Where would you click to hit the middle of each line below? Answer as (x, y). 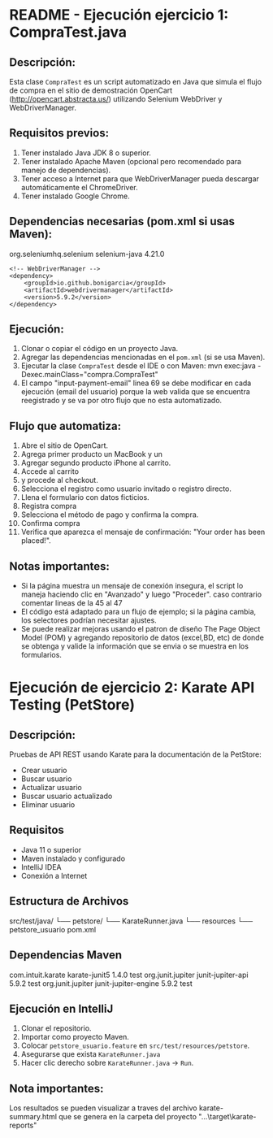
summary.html (33, 1117)
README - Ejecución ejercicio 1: (119, 15)
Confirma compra (50, 523)
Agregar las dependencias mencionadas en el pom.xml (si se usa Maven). (143, 357)
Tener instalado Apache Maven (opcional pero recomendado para (131, 161)
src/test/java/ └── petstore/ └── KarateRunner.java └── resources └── (131, 921)
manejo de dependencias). (66, 170)
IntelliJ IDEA (41, 867)
